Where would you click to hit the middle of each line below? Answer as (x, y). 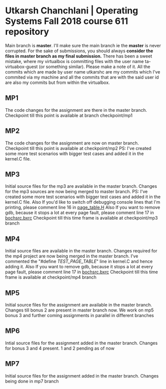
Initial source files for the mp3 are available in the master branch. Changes (81, 186)
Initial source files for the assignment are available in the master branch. (79, 305)
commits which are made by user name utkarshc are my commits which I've (83, 72)
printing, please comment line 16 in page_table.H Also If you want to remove (83, 207)
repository (27, 32)
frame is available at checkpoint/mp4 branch (51, 277)
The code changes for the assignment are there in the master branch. (76, 110)
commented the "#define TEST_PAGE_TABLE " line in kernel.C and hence (79, 261)
